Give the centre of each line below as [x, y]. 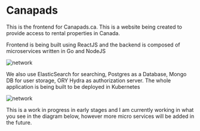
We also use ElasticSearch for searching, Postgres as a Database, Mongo [96, 74]
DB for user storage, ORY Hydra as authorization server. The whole [89, 80]
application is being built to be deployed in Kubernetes [73, 86]
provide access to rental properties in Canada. [63, 33]
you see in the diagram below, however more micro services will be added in [100, 116]
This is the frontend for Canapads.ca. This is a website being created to [94, 27]
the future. [19, 122]
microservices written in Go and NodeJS [56, 51]
